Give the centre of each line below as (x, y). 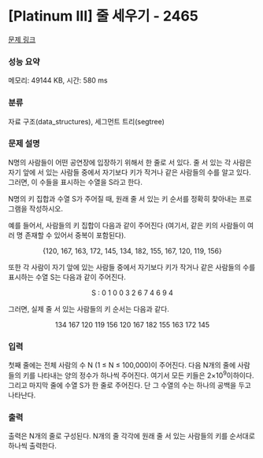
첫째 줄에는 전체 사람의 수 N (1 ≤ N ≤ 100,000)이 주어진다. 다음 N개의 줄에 (122, 365)
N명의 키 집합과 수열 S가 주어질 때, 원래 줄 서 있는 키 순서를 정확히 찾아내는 (123, 198)
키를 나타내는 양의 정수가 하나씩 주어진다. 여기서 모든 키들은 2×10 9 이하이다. (138, 375)
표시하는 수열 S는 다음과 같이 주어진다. (67, 277)
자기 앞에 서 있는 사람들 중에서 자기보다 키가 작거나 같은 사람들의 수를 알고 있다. (130, 172)
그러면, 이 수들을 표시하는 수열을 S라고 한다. (76, 182)
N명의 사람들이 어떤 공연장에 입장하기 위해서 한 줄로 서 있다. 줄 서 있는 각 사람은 (130, 162)
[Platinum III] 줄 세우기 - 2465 (103, 16)
